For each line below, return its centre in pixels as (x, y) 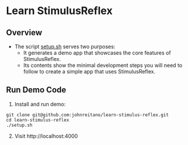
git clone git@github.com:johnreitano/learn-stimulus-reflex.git (87, 115)
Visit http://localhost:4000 (46, 136)
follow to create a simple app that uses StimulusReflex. (89, 71)
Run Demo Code (36, 90)
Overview (24, 33)
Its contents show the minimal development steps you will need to (103, 65)
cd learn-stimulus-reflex (37, 120)
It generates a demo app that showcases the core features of (97, 53)
